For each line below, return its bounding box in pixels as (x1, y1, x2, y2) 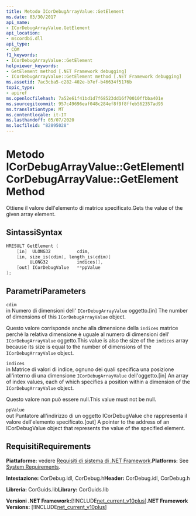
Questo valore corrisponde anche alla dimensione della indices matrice (6, 324, 178, 331)
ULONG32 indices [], (29, 259, 104, 265)
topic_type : (6, 85, 35, 91)
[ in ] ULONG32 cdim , (16, 248, 91, 254)
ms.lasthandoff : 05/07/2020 (6, 117, 75, 123)
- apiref (6, 90, 27, 96)
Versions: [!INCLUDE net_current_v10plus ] (6, 503, 107, 510)
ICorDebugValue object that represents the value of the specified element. (6, 424, 185, 431)
